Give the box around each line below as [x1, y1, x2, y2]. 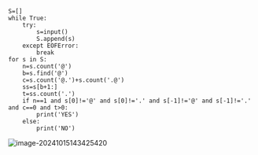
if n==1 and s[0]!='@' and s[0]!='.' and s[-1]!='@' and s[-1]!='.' [22, 97, 252, 105]
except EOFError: [22, 42, 79, 50]
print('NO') [36, 124, 76, 132]
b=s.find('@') [22, 69, 68, 77]
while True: [8, 14, 47, 22]
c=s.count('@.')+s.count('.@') [22, 76, 125, 84]
